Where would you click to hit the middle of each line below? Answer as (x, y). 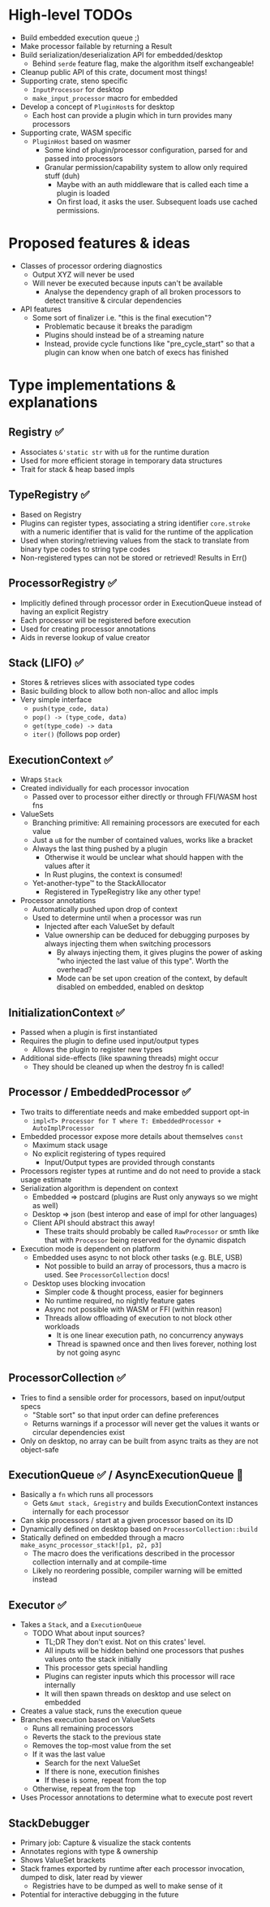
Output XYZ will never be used (84, 274)
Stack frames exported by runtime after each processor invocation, (132, 1868)
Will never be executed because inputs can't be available (127, 283)
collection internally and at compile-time (100, 1562)
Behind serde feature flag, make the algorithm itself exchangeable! (143, 63)
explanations (53, 402)
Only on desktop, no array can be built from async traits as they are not (139, 1441)
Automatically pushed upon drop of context (105, 910)
